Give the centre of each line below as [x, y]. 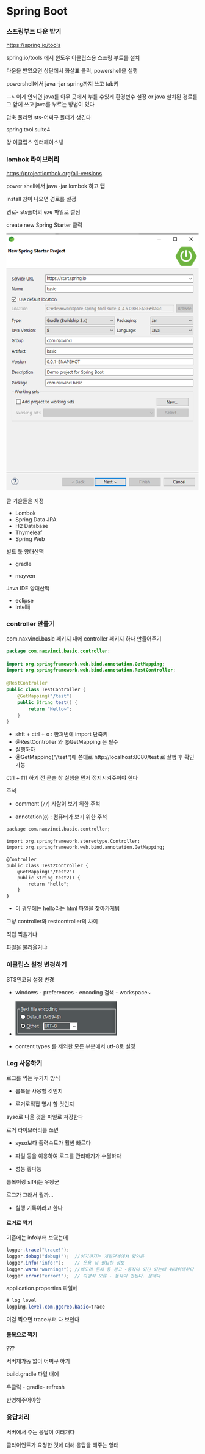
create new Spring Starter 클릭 [45, 225]
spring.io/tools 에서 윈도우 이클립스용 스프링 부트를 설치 [73, 58]
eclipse [24, 601]
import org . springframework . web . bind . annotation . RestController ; [91, 670]
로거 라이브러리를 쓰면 [33, 1129]
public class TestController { [46, 690]
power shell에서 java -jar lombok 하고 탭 [56, 186]
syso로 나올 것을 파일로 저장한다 [45, 1117]
